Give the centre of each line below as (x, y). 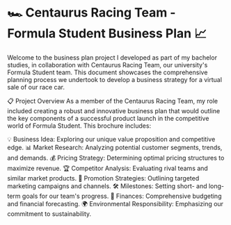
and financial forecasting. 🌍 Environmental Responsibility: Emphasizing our (115, 203)
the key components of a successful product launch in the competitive (108, 118)
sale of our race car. (36, 87)
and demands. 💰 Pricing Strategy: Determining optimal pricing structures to (116, 158)
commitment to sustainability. (49, 214)
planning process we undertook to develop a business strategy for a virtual (115, 79)
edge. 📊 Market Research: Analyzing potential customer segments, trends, (115, 147)
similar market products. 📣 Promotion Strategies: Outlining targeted (103, 178)
